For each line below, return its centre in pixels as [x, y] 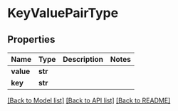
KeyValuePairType [63, 13]
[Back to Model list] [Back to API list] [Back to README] [89, 100]
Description [83, 59]
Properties [31, 39]
